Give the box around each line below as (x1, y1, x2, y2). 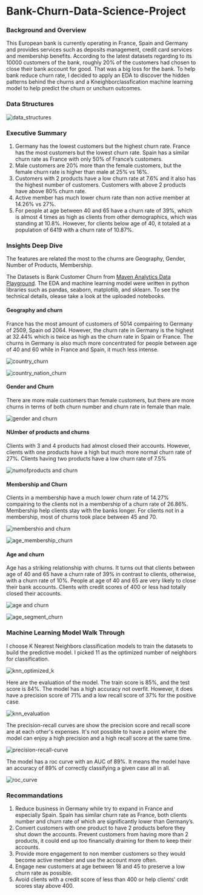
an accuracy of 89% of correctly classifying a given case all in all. (6, 764, 171, 771)
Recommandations (6, 791, 64, 799)
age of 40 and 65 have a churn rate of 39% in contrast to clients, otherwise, (6, 571, 196, 578)
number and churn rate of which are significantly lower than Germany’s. (15, 817, 195, 825)
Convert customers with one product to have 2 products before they (15, 824, 186, 831)
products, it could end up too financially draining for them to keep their (15, 837, 192, 844)
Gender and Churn (6, 383, 55, 390)
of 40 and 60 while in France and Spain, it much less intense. (6, 345, 159, 353)
